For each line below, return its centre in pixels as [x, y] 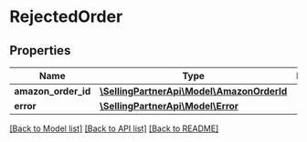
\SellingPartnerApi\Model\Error [169, 106]
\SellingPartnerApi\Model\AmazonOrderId [193, 91]
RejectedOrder [66, 17]
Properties [40, 51]
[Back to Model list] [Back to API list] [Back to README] [114, 128]
